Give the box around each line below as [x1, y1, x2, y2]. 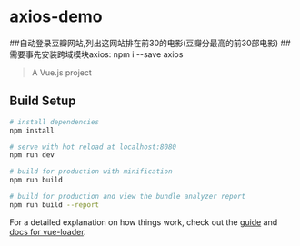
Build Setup [9, 93, 76, 109]
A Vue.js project [31, 66, 93, 78]
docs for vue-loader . [9, 226, 86, 237]
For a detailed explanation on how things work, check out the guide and [9, 216, 278, 228]
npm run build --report [9, 200, 100, 210]
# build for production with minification [9, 167, 173, 176]
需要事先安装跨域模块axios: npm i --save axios [9, 48, 184, 60]
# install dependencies [9, 117, 100, 126]
